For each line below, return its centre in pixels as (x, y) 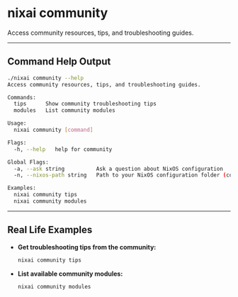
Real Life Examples (50, 230)
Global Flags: (28, 162)
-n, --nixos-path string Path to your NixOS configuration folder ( (120, 175)
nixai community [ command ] (53, 130)
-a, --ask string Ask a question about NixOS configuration (118, 169)
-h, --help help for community (63, 149)
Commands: (22, 97)
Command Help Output (59, 62)
